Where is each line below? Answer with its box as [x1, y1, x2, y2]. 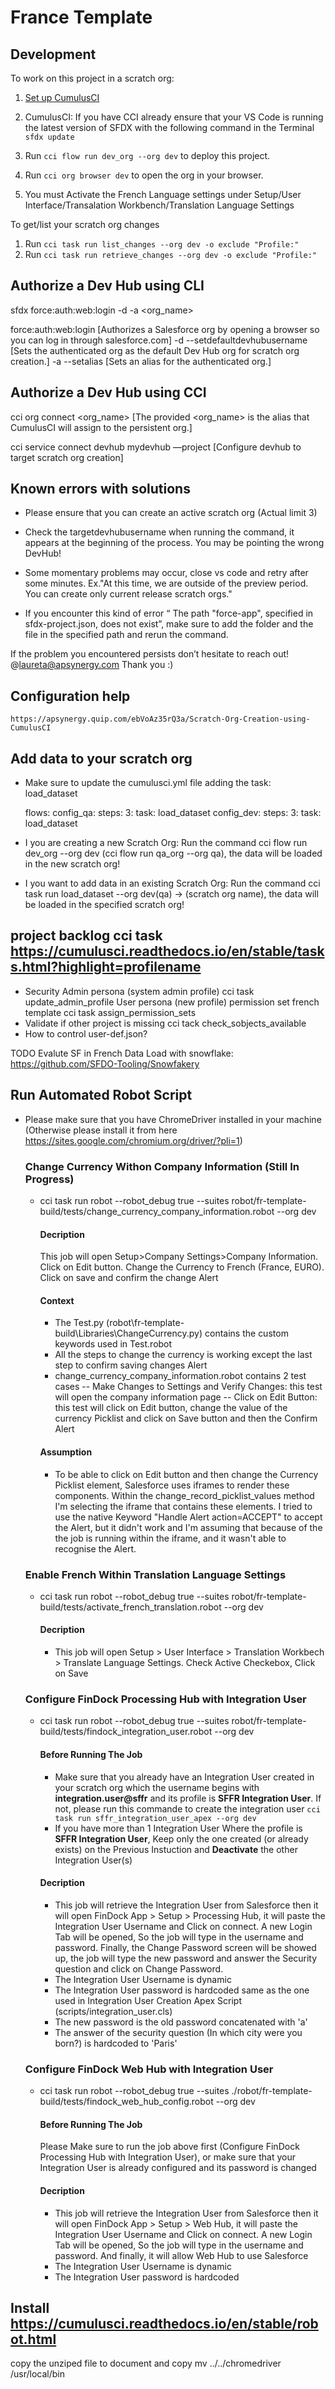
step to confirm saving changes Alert [54, 1359, 208, 1371]
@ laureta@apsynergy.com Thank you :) [10, 659, 174, 671]
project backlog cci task [10, 927, 163, 945]
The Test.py [54, 1317, 105, 1329]
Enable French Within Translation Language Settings [24, 1567, 287, 1581]
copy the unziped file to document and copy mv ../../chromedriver [10, 2357, 282, 2370]
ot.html [10, 2331, 57, 2348]
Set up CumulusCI [24, 92, 100, 103]
